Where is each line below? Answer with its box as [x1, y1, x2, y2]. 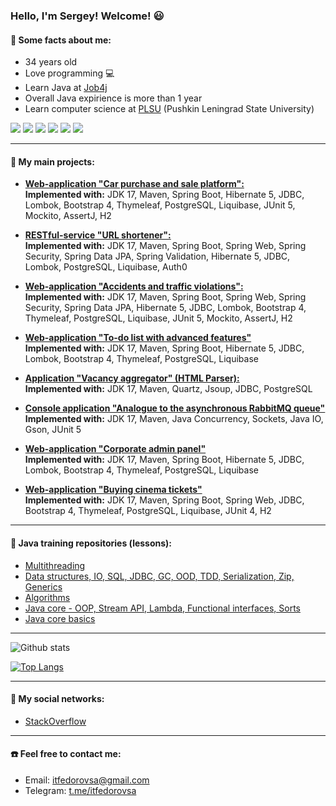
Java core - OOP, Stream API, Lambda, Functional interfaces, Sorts [24, 602, 301, 614]
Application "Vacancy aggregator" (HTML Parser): [24, 372, 240, 384]
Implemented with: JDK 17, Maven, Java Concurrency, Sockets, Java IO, [24, 413, 324, 425]
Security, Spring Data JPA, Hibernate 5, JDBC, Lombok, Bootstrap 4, [24, 302, 307, 314]
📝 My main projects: [10, 155, 95, 168]
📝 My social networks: [10, 693, 105, 705]
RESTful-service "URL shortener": [24, 229, 172, 241]
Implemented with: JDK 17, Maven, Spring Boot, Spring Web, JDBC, [24, 494, 305, 506]
